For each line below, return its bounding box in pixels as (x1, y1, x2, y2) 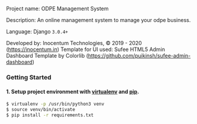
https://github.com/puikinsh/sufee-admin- (88, 52, 191, 59)
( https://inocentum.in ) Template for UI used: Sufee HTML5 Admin (6, 46, 166, 53)
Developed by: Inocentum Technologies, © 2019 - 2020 (6, 40, 142, 46)
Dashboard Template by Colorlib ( (6, 52, 89, 59)
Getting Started (6, 73, 51, 81)
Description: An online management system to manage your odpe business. (6, 17, 191, 23)
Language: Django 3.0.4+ (6, 28, 68, 35)
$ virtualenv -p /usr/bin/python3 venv (6, 101, 105, 107)
